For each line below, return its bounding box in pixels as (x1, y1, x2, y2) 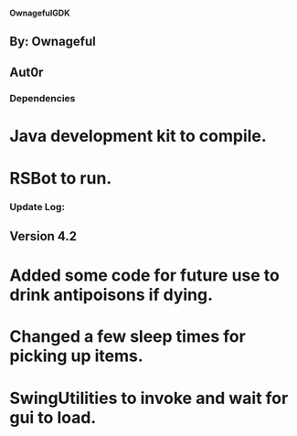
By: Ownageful (9, 33, 96, 49)
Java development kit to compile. (9, 126, 267, 146)
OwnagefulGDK (9, 7, 70, 18)
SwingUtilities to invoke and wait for (9, 388, 289, 409)
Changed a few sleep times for (9, 326, 247, 347)
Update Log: (9, 200, 66, 213)
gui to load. (9, 407, 97, 428)
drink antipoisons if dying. (9, 284, 213, 305)
